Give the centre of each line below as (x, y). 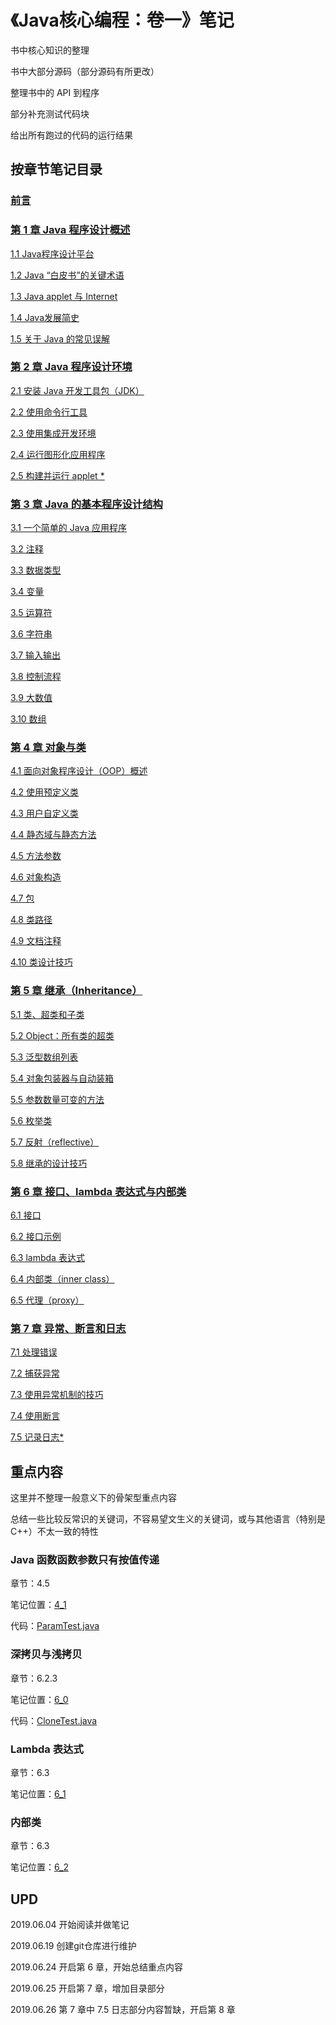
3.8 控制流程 (36, 677)
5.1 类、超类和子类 (47, 1014)
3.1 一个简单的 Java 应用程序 (68, 528)
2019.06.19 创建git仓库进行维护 (73, 1946)
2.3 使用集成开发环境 (53, 433)
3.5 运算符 (31, 613)
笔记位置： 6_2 (39, 1867)
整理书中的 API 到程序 (55, 92)
